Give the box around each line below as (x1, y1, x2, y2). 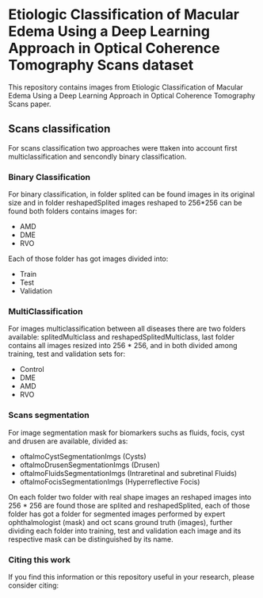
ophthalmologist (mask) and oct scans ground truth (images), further (8, 517, 233, 527)
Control (19, 365, 45, 374)
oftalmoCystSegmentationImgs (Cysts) (19, 451, 147, 461)
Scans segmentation (8, 410, 90, 421)
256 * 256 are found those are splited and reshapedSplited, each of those (8, 500, 250, 510)
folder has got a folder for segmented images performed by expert (8, 509, 226, 519)
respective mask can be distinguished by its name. (8, 534, 174, 544)
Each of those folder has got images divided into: (8, 254, 169, 263)
